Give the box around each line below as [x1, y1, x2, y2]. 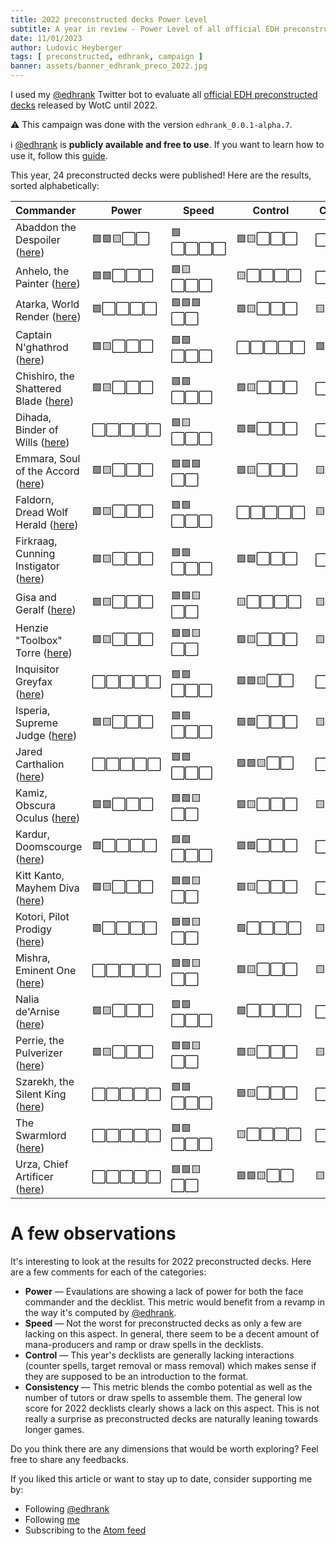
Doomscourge [15, 840, 83, 853]
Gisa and [15, 590, 57, 604]
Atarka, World [15, 297, 80, 311]
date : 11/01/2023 [10, 33, 83, 43]
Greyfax [15, 675, 53, 688]
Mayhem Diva [15, 881, 80, 895]
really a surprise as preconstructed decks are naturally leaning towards [24, 1412, 319, 1425]
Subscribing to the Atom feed [24, 1524, 147, 1536]
